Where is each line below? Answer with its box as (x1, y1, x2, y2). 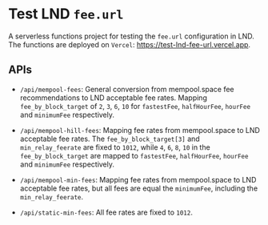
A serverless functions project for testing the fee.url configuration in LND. (8, 31, 254, 41)
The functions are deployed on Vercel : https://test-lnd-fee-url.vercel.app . (8, 39, 250, 49)
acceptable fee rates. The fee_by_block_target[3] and (19, 134, 200, 143)
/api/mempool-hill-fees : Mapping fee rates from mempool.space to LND (19, 125, 260, 135)
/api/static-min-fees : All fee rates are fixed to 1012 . (19, 207, 194, 217)
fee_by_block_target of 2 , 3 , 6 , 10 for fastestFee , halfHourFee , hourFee (19, 101, 250, 110)
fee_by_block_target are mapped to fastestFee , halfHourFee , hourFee (19, 151, 249, 160)
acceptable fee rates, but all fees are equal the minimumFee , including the (19, 183, 258, 193)
